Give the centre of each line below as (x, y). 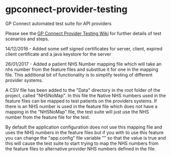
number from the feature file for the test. (48, 117)
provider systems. (24, 80)
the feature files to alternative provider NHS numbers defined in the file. (81, 148)
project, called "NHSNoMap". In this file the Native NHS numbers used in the (86, 95)
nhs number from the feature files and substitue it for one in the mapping (82, 69)
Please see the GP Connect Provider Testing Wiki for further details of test (83, 33)
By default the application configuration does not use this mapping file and (84, 127)
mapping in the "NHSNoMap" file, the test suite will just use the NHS (77, 112)
